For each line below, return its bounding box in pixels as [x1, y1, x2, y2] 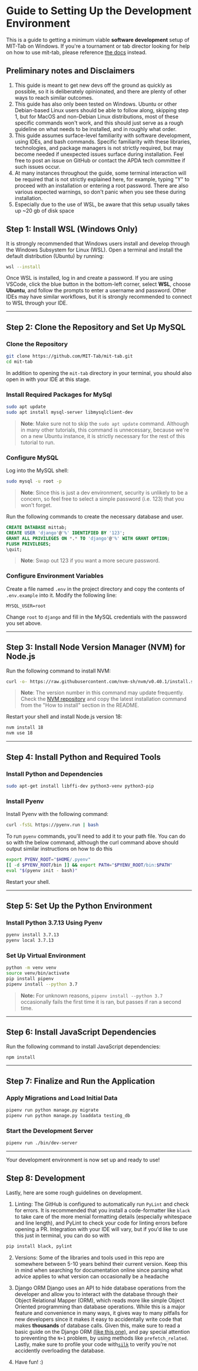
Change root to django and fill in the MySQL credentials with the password [6, 613, 187, 621]
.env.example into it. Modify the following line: [6, 592, 117, 599]
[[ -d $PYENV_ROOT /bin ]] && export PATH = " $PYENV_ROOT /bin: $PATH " [6, 862, 173, 868]
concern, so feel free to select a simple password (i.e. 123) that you [20, 495, 184, 502]
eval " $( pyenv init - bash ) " [6, 867, 78, 873]
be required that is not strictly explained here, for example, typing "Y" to [14, 175, 190, 182]
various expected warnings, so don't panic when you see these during [14, 188, 186, 195]
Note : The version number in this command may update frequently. [20, 689, 184, 696]
